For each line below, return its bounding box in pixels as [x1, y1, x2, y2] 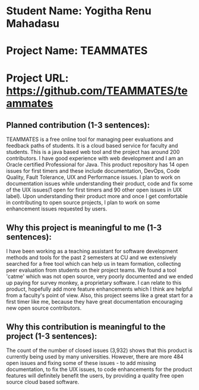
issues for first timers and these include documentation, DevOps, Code [6, 168, 180, 175]
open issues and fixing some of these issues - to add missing [6, 360, 156, 366]
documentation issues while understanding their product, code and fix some [6, 180, 193, 187]
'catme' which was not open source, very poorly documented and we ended [6, 273, 193, 280]
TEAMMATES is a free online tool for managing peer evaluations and [6, 136, 173, 143]
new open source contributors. [6, 304, 82, 312]
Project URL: [6, 71, 69, 84]
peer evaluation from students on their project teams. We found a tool [6, 266, 176, 274]
